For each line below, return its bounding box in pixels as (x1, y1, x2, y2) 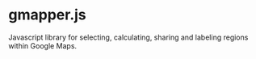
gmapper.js (8, 6, 86, 24)
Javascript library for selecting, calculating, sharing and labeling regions (8, 32, 249, 42)
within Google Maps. (8, 40, 78, 50)
